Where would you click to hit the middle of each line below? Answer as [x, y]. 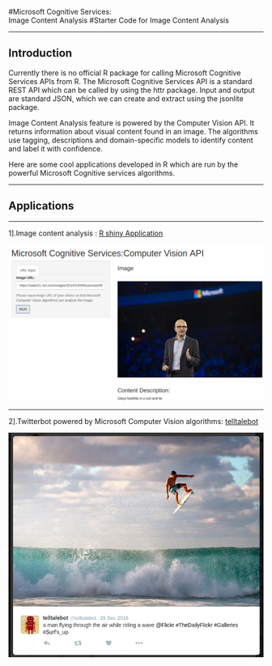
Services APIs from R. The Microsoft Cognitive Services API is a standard [130, 81]
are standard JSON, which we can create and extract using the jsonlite [126, 98]
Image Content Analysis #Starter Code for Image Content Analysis [119, 20]
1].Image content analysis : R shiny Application [86, 233]
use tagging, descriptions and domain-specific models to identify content [131, 140]
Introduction [40, 53]
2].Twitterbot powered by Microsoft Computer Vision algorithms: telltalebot [134, 422]
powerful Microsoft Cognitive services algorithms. [92, 172]
